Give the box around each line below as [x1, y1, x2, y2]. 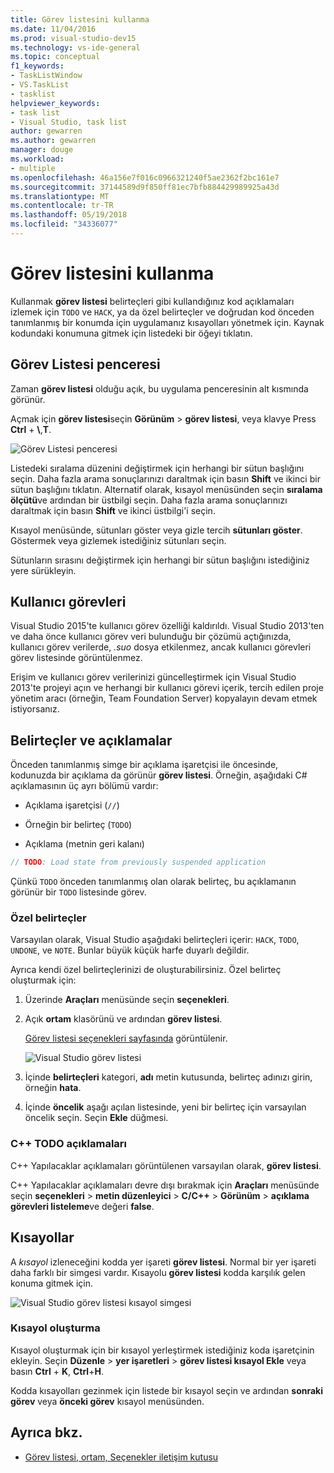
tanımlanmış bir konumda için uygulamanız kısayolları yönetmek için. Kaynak [10, 316, 325, 328]
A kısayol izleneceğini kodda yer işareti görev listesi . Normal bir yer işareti [10, 1256, 317, 1268]
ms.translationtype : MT [10, 191, 110, 201]
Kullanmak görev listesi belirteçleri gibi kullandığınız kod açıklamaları [10, 295, 295, 307]
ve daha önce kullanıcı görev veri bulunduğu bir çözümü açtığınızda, [10, 631, 292, 643]
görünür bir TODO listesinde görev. [10, 886, 147, 898]
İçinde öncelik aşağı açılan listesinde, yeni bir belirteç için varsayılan [24, 1101, 307, 1113]
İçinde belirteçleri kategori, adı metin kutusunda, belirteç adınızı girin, [24, 1071, 313, 1083]
